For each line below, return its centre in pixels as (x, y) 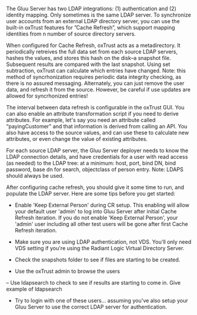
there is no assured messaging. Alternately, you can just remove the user (96, 83)
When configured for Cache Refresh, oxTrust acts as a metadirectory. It (93, 45)
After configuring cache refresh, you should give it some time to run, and (95, 187)
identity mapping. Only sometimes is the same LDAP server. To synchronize (99, 15)
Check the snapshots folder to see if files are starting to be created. (97, 260)
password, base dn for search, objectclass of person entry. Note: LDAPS (95, 169)
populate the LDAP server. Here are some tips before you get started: (91, 193)
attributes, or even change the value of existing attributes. (77, 139)
